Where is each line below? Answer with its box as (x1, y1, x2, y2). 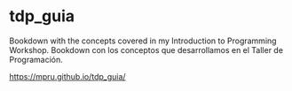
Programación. (9, 54, 64, 64)
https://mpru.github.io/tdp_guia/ (9, 71, 126, 81)
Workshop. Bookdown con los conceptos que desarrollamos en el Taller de (9, 44, 284, 55)
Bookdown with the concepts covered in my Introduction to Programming (9, 35, 277, 46)
